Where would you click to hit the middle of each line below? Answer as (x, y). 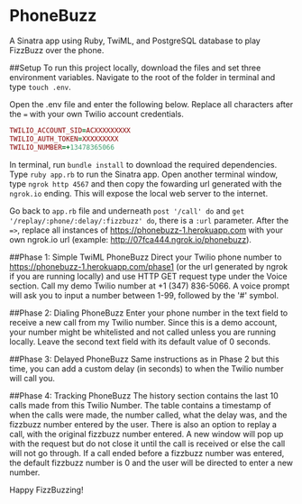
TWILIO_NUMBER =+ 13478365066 (62, 147)
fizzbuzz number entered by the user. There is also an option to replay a (143, 424)
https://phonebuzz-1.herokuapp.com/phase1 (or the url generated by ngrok (149, 266)
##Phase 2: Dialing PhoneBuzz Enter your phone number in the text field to (149, 313)
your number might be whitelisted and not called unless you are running (143, 332)
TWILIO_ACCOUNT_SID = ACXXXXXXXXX (70, 130)
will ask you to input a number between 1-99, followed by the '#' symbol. (144, 295)
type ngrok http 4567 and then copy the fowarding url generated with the (146, 183)
